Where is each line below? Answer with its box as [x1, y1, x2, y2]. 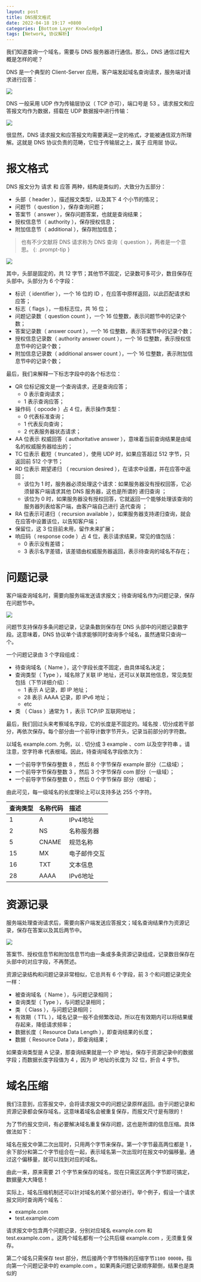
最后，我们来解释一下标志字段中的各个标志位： [6, 370, 121, 377]
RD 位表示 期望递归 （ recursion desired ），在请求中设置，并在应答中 [14, 465, 186, 473]
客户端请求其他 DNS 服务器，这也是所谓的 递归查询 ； [34, 488, 167, 495]
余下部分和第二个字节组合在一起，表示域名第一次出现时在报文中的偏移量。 [6, 1148, 190, 1155]
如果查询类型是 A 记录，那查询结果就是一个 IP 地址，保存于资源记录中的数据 [6, 1048, 194, 1056]
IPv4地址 [69, 816, 94, 824]
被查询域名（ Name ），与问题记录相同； [14, 991, 114, 998]
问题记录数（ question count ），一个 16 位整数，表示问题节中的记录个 [14, 313, 187, 320]
